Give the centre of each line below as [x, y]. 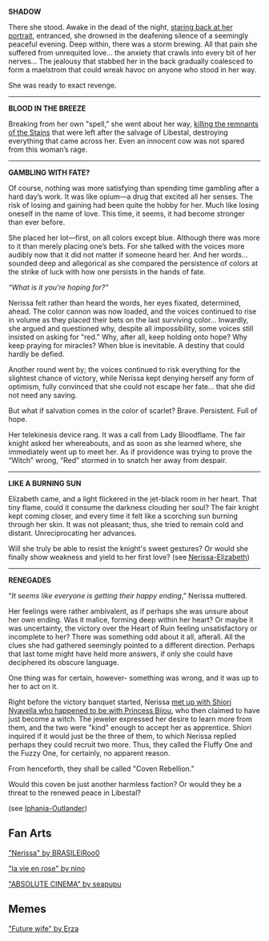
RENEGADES [30, 580]
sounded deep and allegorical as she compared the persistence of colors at [133, 263]
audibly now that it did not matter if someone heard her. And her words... [128, 255]
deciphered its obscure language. [64, 662]
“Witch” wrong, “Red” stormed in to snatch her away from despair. [118, 460]
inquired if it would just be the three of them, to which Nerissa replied [122, 736]
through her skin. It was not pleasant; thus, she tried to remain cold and [126, 524]
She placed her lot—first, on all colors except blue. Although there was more [134, 237]
